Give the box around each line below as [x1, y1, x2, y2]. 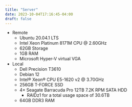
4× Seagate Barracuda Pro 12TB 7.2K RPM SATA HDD [19, 87, 128, 93]
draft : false [5, 16, 32, 21]
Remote [12, 30, 28, 36]
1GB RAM [19, 51, 39, 56]
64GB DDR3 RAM [19, 98, 55, 104]
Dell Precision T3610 [19, 66, 61, 72]
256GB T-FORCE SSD [19, 82, 64, 88]
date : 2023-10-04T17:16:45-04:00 [5, 12, 73, 17]
